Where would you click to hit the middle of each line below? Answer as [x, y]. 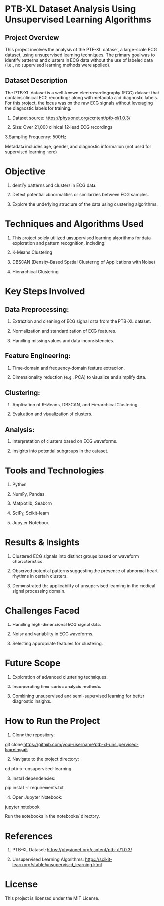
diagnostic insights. [32, 701]
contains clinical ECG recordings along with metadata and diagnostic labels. [82, 97]
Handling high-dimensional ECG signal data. [57, 624]
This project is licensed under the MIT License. [52, 898]
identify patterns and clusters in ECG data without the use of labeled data [79, 60]
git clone [14, 744]
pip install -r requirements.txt [34, 787]
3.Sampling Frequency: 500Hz [36, 137]
